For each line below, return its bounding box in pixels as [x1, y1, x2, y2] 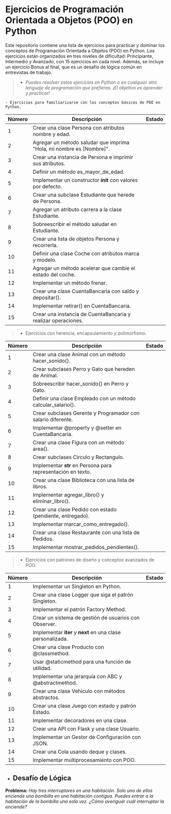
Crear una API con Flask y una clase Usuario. [33, 725, 140, 732]
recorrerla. [33, 242, 58, 249]
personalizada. [33, 635, 68, 642]
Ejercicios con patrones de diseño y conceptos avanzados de [25, 557, 155, 563]
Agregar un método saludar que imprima [33, 139, 130, 146]
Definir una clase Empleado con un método [33, 395, 136, 402]
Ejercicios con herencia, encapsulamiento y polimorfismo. [25, 330, 147, 336]
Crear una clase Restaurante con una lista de [33, 529, 140, 536]
